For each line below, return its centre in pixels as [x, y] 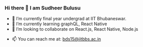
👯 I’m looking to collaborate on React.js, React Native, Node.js [75, 29]
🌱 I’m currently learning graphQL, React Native [59, 24]
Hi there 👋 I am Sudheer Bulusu [43, 8]
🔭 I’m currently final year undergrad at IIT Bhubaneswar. [69, 19]
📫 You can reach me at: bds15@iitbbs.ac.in [56, 39]
